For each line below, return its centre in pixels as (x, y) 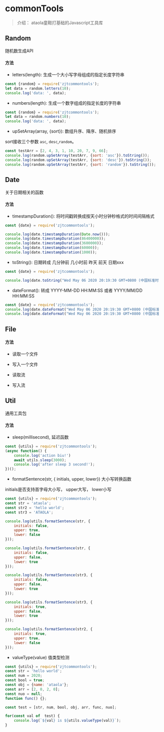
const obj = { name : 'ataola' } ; (37, 685)
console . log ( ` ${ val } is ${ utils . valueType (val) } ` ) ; (67, 721)
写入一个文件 (25, 364)
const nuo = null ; (24, 694)
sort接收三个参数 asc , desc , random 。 (41, 142)
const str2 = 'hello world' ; (35, 508)
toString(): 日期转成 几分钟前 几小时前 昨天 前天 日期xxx (68, 262)
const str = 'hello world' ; (34, 671)
